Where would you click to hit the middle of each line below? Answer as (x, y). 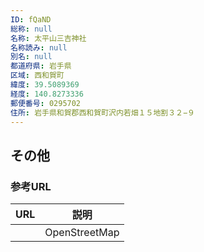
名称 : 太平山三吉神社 (48, 38)
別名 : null (31, 57)
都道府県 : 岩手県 (41, 66)
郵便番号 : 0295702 (46, 103)
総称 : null (31, 29)
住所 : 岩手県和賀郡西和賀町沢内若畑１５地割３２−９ (102, 112)
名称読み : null (39, 47)
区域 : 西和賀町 (37, 76)
